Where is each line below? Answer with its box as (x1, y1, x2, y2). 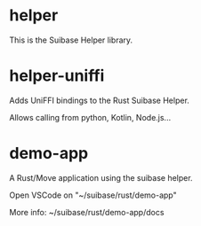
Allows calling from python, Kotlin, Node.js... (9, 112, 172, 122)
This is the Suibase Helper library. (9, 35, 133, 45)
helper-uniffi (9, 66, 105, 86)
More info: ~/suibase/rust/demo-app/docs (9, 207, 165, 217)
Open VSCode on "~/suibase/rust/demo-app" (9, 190, 177, 200)
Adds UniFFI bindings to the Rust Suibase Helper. (9, 95, 189, 105)
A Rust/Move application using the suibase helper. (9, 172, 193, 183)
